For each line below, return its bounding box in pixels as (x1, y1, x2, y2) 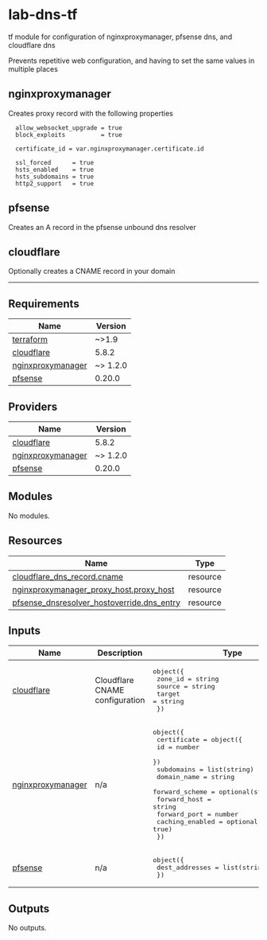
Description (97, 647, 143, 658)
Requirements (8, 297, 79, 310)
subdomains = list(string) (156, 766, 254, 774)
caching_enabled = (156, 817, 223, 826)
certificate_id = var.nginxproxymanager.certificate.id (15, 145, 204, 153)
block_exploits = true (15, 131, 123, 138)
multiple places (8, 64, 58, 73)
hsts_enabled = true (15, 166, 94, 174)
